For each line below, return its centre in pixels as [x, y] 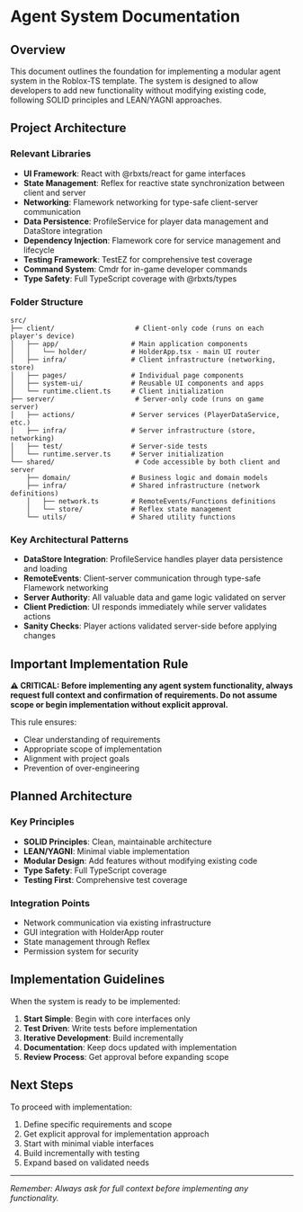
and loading [45, 569]
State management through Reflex [87, 942]
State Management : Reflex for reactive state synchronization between [154, 183]
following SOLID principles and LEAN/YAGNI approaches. [116, 100]
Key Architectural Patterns [70, 539]
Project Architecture [68, 128]
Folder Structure [47, 301]
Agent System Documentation [125, 17]
